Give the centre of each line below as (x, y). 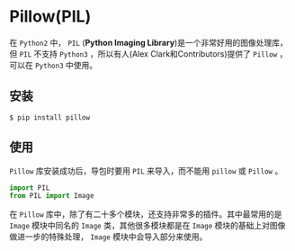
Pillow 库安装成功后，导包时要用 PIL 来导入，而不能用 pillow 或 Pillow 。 (146, 170)
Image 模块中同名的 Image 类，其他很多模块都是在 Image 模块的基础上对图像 (147, 226)
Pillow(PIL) (50, 17)
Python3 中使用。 (66, 65)
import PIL (30, 188)
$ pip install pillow (50, 117)
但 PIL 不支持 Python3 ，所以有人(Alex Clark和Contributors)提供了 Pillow (143, 54)
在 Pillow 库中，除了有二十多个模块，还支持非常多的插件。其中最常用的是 (146, 214)
